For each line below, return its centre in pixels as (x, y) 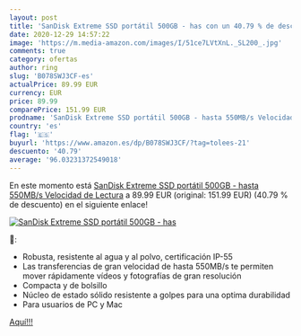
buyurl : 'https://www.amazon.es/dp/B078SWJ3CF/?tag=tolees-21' (130, 143)
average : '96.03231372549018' (66, 159)
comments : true (38, 51)
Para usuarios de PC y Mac (73, 304)
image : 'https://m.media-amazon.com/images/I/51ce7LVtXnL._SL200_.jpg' (146, 43)
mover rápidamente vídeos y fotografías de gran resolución (132, 276)
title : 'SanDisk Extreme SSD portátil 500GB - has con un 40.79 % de (142, 26)
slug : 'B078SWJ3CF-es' (52, 76)
